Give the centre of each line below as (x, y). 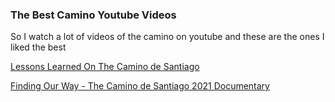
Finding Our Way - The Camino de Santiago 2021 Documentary (140, 86)
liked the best (38, 47)
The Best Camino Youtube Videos (93, 15)
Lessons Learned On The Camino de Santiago (105, 67)
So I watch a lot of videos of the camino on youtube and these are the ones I (167, 37)
